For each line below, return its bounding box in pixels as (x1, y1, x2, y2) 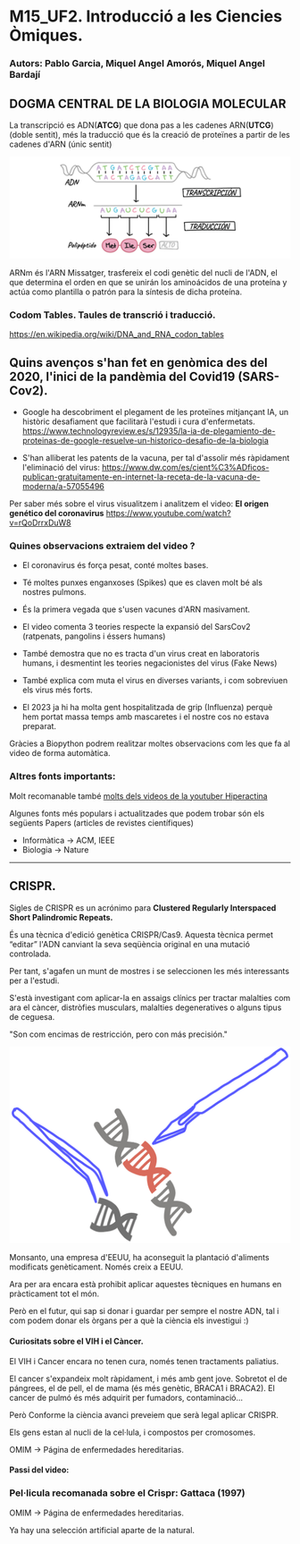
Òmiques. (9, 25, 83, 46)
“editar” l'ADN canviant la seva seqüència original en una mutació (9, 938, 250, 949)
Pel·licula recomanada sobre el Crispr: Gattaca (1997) (9, 1487, 246, 1499)
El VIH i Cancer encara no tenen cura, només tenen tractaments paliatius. (9, 1355, 279, 1366)
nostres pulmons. (21, 587, 87, 598)
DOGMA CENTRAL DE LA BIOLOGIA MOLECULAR (9, 96, 287, 111)
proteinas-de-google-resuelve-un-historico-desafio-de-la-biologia (21, 436, 270, 446)
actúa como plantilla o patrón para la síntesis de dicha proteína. (9, 286, 243, 297)
